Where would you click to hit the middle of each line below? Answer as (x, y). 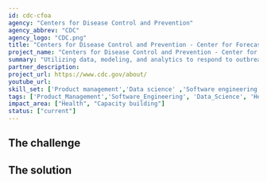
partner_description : (44, 67)
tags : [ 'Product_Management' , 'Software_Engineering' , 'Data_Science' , (128, 97)
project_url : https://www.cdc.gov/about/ (78, 74)
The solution (40, 170)
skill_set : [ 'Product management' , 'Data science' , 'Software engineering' (135, 89)
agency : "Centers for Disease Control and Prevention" (101, 23)
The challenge (44, 143)
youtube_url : (30, 82)
